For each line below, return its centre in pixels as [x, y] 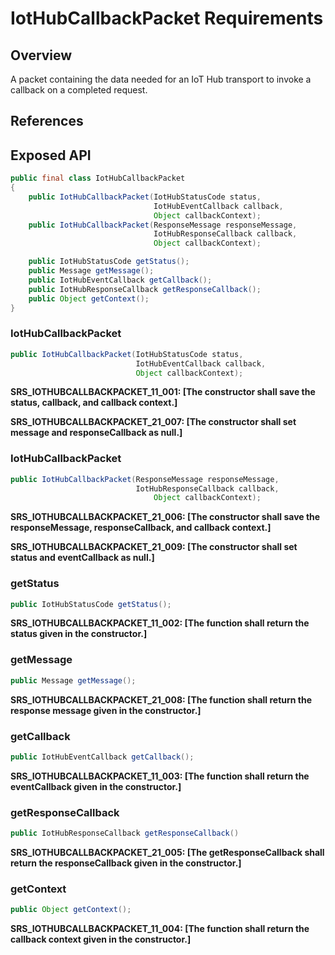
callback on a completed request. [79, 90]
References [47, 121]
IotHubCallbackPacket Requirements [167, 18]
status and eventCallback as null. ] [82, 558]
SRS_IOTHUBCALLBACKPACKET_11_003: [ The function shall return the [160, 776]
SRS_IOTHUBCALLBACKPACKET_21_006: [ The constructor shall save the [165, 517]
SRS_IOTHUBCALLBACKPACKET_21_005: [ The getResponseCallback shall [167, 852]
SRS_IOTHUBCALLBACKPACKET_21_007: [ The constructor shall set [153, 422]
